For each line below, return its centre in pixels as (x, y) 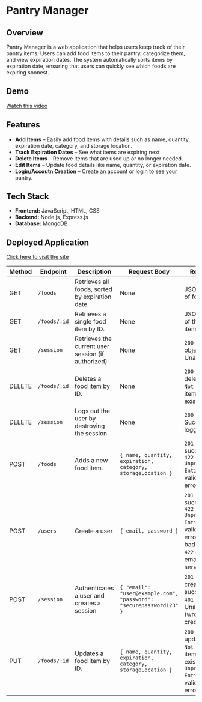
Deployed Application (47, 242)
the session (91, 434)
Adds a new (91, 461)
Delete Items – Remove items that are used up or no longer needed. (99, 158)
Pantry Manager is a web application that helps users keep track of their (96, 47)
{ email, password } (149, 531)
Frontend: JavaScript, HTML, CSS (57, 211)
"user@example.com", (149, 593)
